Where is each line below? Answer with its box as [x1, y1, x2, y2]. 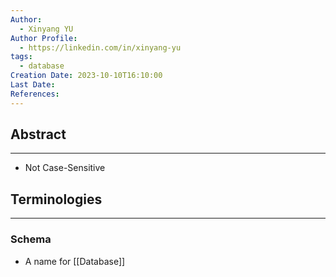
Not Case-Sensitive [24, 162, 106, 174]
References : [10, 89, 60, 99]
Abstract [10, 126, 67, 143]
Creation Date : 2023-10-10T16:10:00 [10, 71, 163, 81]
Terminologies [10, 191, 103, 208]
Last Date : [10, 80, 56, 90]
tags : [10, 52, 33, 62]
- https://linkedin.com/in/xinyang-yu [19, 42, 182, 53]
